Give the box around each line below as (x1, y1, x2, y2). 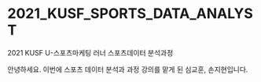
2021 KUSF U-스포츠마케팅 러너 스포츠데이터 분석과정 (7, 48, 174, 57)
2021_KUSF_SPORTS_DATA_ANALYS (7, 5, 253, 23)
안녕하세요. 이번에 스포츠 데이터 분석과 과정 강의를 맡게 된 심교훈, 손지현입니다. (7, 64, 248, 74)
